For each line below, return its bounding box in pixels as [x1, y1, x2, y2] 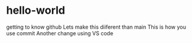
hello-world [6, 4, 66, 17]
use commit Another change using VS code [6, 29, 114, 36]
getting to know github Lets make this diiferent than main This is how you [6, 23, 187, 30]
